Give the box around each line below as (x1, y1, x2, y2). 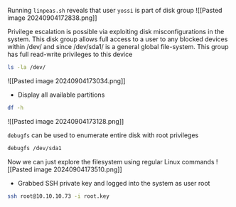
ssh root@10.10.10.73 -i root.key (7, 192, 110, 200)
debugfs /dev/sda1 (7, 144, 62, 152)
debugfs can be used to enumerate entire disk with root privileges (7, 131, 199, 139)
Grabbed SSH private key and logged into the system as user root (17, 179, 210, 187)
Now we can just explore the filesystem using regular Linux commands (7, 157, 215, 166)
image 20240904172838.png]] (7, 14, 97, 22)
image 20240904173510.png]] (33, 165, 122, 174)
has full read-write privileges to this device (7, 50, 133, 58)
